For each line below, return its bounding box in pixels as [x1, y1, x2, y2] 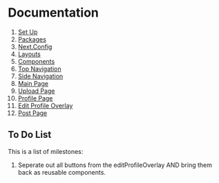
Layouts [17, 50, 41, 58]
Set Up [17, 28, 38, 36]
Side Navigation [17, 71, 64, 80]
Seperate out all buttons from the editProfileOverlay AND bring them [17, 161, 213, 169]
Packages [17, 35, 47, 43]
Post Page [17, 109, 48, 117]
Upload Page [17, 87, 55, 95]
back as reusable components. [17, 168, 106, 176]
